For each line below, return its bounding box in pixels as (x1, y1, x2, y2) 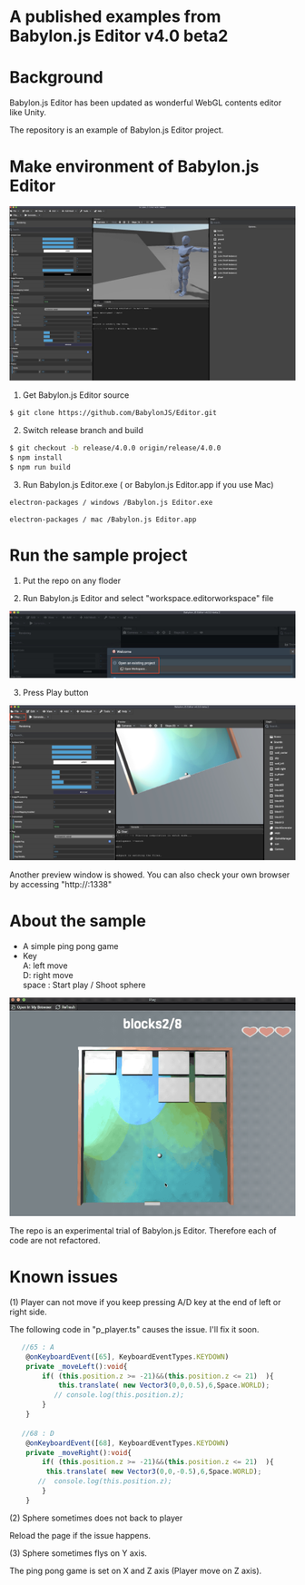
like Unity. (9, 107, 47, 118)
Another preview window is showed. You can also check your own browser (9, 869, 290, 880)
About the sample (9, 910, 147, 931)
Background (9, 67, 103, 88)
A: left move (22, 960, 68, 971)
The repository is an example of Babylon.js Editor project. (9, 124, 224, 135)
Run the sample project (9, 545, 188, 566)
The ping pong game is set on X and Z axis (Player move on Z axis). (9, 1565, 262, 1576)
